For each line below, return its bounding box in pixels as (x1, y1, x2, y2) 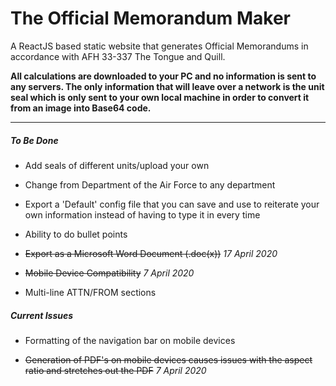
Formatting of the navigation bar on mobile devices (24, 334, 236, 346)
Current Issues (10, 309, 74, 321)
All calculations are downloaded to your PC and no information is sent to (10, 70, 317, 82)
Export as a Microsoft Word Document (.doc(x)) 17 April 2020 (24, 247, 278, 259)
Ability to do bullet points (24, 228, 128, 240)
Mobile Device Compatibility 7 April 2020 (24, 267, 195, 279)
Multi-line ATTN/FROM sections (24, 286, 157, 298)
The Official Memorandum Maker (10, 7, 291, 30)
